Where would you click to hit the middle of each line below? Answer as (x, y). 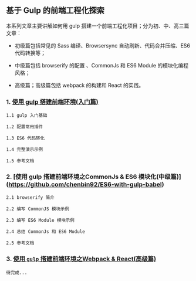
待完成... (17, 272)
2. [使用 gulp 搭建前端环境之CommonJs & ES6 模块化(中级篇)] (94, 177)
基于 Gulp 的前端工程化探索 (55, 11)
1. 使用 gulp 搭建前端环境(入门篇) (52, 101)
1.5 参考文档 (20, 161)
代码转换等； (30, 53)
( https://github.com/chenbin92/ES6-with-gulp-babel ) (85, 185)
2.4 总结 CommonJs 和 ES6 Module (45, 232)
